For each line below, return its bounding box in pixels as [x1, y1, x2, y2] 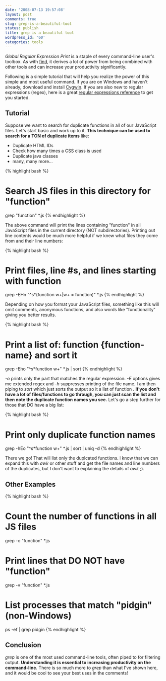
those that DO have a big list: [5, 402, 64, 408]
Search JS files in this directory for [5, 185, 151, 196]
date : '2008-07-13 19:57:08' [5, 7, 65, 12]
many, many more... [12, 158, 53, 164]
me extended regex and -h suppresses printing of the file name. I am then [5, 381, 156, 387]
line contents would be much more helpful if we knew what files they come [5, 232, 158, 239]
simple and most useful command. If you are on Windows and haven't [5, 79, 148, 85]
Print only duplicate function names [5, 429, 156, 440]
